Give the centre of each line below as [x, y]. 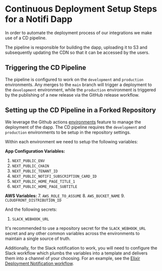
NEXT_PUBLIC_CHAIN [30, 166]
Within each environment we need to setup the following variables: [72, 141]
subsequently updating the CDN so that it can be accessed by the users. [77, 52]
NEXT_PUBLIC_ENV [28, 161]
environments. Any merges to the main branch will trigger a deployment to [79, 85]
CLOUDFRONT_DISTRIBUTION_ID [33, 200]
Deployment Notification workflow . [39, 263]
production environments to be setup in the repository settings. [68, 132]
